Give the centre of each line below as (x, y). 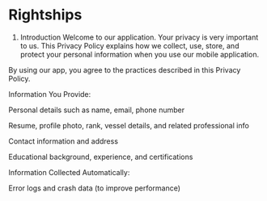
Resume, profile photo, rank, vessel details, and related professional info (129, 125)
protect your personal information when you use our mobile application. (140, 54)
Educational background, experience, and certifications (101, 157)
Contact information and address (64, 141)
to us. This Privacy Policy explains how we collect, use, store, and (129, 45)
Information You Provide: (50, 94)
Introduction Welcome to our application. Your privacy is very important (139, 37)
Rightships (45, 15)
